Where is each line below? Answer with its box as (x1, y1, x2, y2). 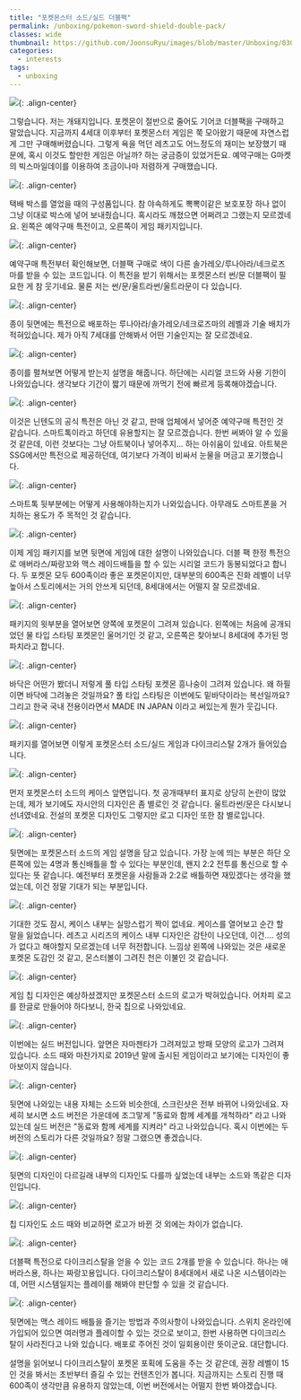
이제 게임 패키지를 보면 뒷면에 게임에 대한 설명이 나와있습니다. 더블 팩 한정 (9, 547, 267, 557)
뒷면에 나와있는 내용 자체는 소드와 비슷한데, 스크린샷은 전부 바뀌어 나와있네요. (9, 1098, 279, 1109)
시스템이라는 (243, 1267, 288, 1278)
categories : (9, 47, 54, 56)
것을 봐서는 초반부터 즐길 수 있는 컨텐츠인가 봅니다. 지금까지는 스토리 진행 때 (18, 1369, 284, 1379)
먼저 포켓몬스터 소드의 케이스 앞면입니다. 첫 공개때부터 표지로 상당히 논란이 (9, 787, 271, 798)
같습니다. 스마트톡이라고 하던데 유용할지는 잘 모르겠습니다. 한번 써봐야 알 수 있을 (9, 427, 289, 438)
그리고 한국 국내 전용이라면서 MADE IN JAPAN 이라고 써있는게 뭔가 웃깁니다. (9, 701, 278, 712)
